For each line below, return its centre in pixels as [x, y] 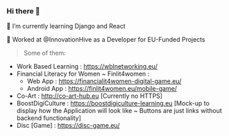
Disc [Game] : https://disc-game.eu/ [68, 126]
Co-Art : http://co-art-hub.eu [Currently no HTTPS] [90, 96]
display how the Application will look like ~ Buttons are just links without [119, 111]
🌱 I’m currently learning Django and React [66, 26]
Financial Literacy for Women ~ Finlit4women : [83, 74]
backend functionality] [49, 118]
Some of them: [45, 53]
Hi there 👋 [24, 11]
